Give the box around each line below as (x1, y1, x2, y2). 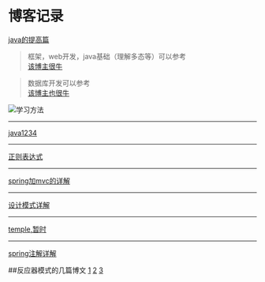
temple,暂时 (8, 224, 47, 234)
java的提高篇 (8, 35, 50, 44)
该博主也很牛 (27, 88, 69, 97)
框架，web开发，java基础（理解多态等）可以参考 (27, 51, 187, 61)
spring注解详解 (8, 248, 57, 258)
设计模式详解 (8, 200, 50, 209)
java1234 (8, 128, 38, 137)
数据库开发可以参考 (27, 78, 91, 88)
